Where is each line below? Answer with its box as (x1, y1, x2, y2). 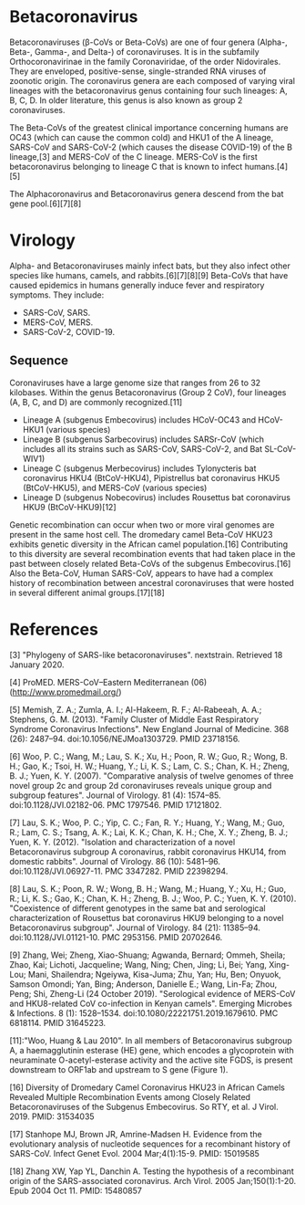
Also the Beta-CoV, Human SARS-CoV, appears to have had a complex (9, 568, 274, 579)
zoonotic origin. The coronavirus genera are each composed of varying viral (9, 75, 296, 86)
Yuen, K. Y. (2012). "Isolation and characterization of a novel (9, 836, 236, 847)
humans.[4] (244, 161, 289, 172)
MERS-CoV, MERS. (22, 317, 94, 328)
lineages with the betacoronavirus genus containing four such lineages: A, (9, 85, 289, 96)
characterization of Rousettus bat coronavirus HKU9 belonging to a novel (9, 912, 284, 923)
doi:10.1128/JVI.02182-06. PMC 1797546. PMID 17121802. (9, 799, 222, 810)
